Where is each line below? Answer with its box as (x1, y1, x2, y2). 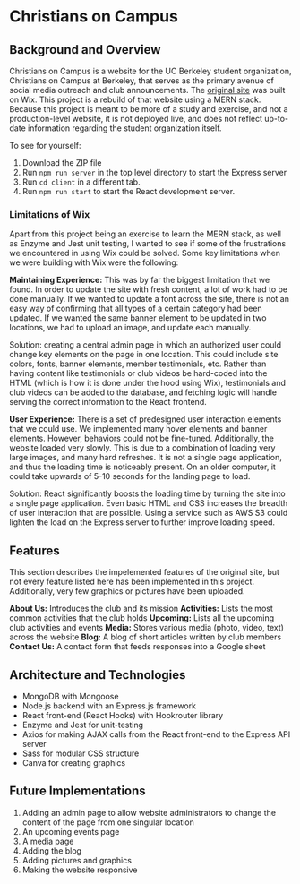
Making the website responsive (21, 864, 138, 875)
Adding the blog (21, 845, 82, 856)
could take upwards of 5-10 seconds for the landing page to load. (9, 471, 251, 482)
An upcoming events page (21, 826, 120, 837)
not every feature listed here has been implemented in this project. (9, 576, 255, 588)
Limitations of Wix (9, 208, 90, 220)
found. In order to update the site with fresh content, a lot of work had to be (9, 284, 288, 295)
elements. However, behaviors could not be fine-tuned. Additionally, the (9, 433, 275, 444)
